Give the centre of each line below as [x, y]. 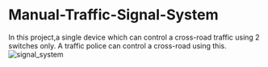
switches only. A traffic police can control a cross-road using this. [118, 45]
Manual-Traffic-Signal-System [113, 15]
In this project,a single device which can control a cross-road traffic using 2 [134, 37]
